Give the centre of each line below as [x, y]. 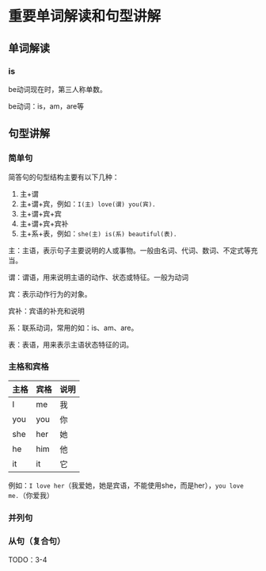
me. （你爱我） [31, 495]
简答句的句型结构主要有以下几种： [64, 177]
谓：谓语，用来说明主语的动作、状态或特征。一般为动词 [98, 277]
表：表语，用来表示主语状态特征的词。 [70, 344]
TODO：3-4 [28, 560]
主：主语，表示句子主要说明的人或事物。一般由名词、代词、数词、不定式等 [129, 250]
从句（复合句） [37, 541]
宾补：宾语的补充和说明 [46, 311]
